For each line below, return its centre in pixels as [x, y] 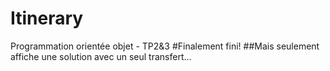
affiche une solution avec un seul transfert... [101, 56]
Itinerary [47, 18]
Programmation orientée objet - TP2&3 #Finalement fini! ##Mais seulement [165, 46]
